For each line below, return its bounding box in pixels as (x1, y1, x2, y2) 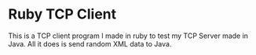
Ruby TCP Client (8, 5, 116, 23)
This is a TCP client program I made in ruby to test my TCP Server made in (8, 31, 249, 40)
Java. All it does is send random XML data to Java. (8, 39, 172, 48)
